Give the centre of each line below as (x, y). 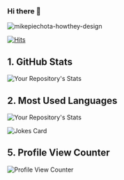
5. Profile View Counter (59, 153)
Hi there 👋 (24, 11)
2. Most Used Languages (62, 100)
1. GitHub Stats (40, 62)
